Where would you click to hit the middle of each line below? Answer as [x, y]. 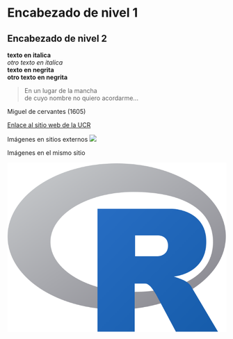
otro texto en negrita [38, 77]
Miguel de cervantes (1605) [47, 111]
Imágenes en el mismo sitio [46, 153]
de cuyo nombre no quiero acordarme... [81, 98]
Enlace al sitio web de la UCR [49, 125]
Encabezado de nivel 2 [57, 39]
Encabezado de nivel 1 [73, 13]
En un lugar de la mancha [61, 91]
